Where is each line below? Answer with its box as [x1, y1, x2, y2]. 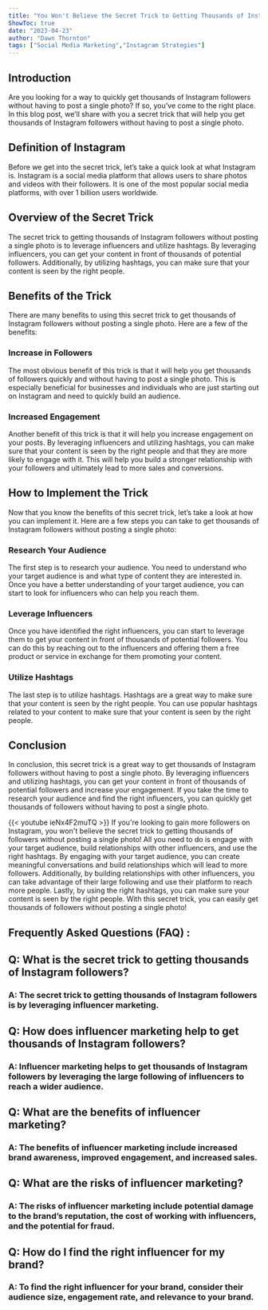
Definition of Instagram [8, 141, 126, 154]
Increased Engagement [8, 411, 101, 422]
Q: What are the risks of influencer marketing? [8, 1176, 244, 1190]
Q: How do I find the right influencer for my [8, 1245, 226, 1259]
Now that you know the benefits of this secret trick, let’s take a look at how [8, 507, 254, 517]
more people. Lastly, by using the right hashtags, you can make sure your [8, 885, 250, 896]
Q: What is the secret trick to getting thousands [8, 953, 250, 967]
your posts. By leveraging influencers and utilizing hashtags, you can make [8, 437, 255, 447]
